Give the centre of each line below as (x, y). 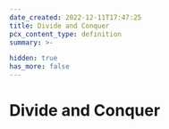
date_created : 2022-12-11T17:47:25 (76, 17)
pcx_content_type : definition (66, 34)
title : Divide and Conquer (59, 26)
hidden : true (34, 59)
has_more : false (39, 67)
